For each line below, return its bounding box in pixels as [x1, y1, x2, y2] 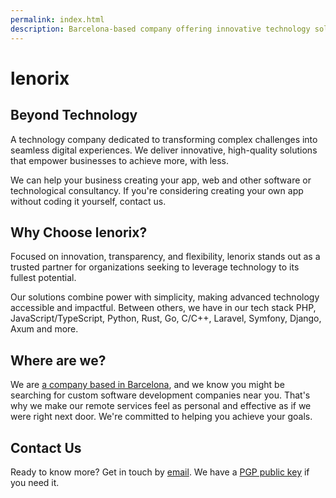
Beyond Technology [10, 107, 138, 124]
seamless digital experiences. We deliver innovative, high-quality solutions [10, 144, 318, 156]
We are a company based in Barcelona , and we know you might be [10, 379, 285, 391]
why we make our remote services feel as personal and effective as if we [10, 400, 312, 412]
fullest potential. [10, 272, 77, 284]
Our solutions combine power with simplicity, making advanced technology [10, 291, 320, 303]
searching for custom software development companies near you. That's [10, 389, 311, 401]
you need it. [10, 476, 60, 488]
